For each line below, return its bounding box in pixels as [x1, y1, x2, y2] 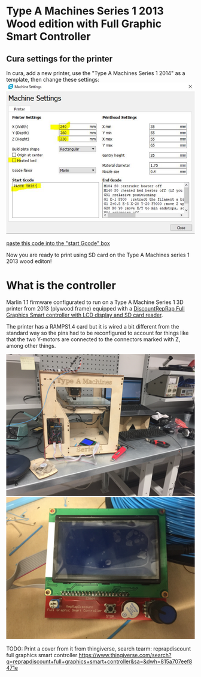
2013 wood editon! [6, 258, 52, 265]
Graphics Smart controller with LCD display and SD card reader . [6, 311, 163, 319]
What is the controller [6, 279, 117, 293]
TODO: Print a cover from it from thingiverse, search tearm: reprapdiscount [6, 645, 191, 652]
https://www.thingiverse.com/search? [78, 652, 172, 659]
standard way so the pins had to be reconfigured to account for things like [6, 329, 189, 337]
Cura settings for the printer [6, 53, 113, 64]
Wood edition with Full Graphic [6, 17, 162, 31]
